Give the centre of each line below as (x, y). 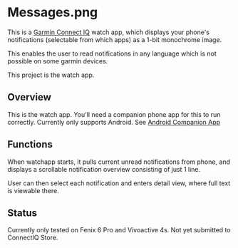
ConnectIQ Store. (33, 238)
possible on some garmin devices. (58, 61)
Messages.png (53, 12)
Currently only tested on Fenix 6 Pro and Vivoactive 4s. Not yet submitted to (119, 230)
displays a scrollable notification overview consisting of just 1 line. (104, 169)
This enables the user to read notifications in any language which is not (112, 53)
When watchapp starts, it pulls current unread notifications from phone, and (119, 162)
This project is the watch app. (51, 75)
